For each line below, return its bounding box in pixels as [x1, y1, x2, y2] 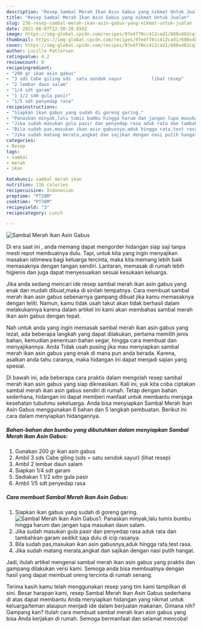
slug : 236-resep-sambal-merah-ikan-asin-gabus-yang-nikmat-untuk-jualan [6, 20, 192, 26]
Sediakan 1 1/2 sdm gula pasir [14, 473, 89, 481]
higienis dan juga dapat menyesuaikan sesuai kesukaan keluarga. [6, 269, 168, 276]
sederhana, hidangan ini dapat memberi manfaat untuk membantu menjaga [6, 393, 193, 401]
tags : [6, 149, 20, 155]
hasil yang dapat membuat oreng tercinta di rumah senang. [6, 571, 153, 579]
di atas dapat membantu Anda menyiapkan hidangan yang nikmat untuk [6, 596, 185, 603]
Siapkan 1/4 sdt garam [14, 467, 71, 474]
